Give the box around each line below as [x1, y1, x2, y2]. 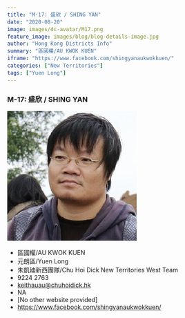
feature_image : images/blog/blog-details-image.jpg [7, 33, 159, 40]
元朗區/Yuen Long [17, 256, 69, 265]
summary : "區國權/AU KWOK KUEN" [7, 48, 97, 55]
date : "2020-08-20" [7, 18, 64, 26]
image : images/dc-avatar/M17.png [7, 26, 104, 32]
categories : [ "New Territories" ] [7, 62, 104, 69]
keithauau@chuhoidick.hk [17, 281, 91, 289]
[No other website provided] [17, 295, 98, 303]
